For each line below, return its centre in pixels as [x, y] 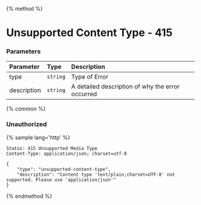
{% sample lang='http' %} [38, 137]
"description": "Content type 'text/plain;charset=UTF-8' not [96, 175]
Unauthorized [27, 124]
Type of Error [90, 77]
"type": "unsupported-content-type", [64, 169]
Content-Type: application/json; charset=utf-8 [67, 154]
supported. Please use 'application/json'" [61, 180]
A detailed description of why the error [125, 87]
